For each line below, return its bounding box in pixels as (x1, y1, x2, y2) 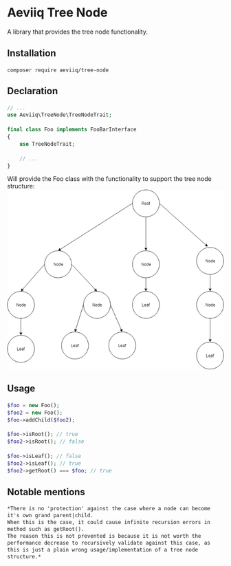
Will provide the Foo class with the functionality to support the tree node (7, 175, 212, 183)
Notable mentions (7, 486, 86, 498)
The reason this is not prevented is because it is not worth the (7, 533, 201, 540)
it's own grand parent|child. (7, 512, 94, 519)
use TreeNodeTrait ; (19, 140, 76, 147)
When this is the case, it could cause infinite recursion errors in (7, 519, 211, 526)
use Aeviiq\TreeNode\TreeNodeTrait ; (7, 111, 112, 118)
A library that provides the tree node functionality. (7, 28, 148, 36)
